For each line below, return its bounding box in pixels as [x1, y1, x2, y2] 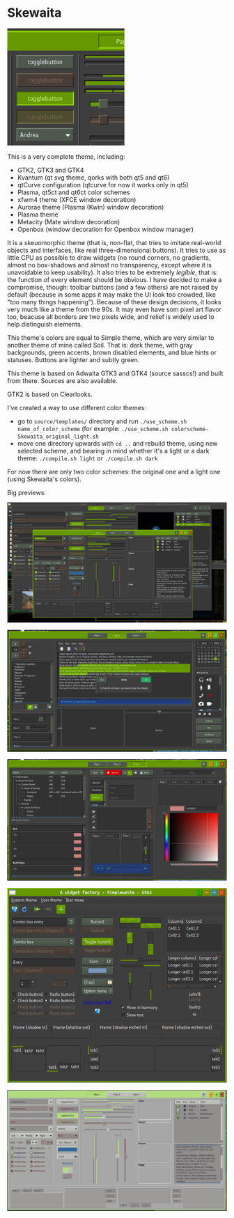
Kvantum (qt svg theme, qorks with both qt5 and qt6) [17, 173, 170, 182]
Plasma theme [17, 210, 58, 219]
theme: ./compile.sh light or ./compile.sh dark [17, 454, 158, 462]
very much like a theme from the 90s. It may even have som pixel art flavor [7, 305, 221, 313]
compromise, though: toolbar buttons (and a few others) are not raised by [7, 283, 219, 291]
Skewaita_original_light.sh [17, 433, 99, 440]
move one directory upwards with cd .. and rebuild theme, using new [17, 439, 218, 447]
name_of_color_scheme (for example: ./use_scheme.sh [17, 424, 169, 432]
